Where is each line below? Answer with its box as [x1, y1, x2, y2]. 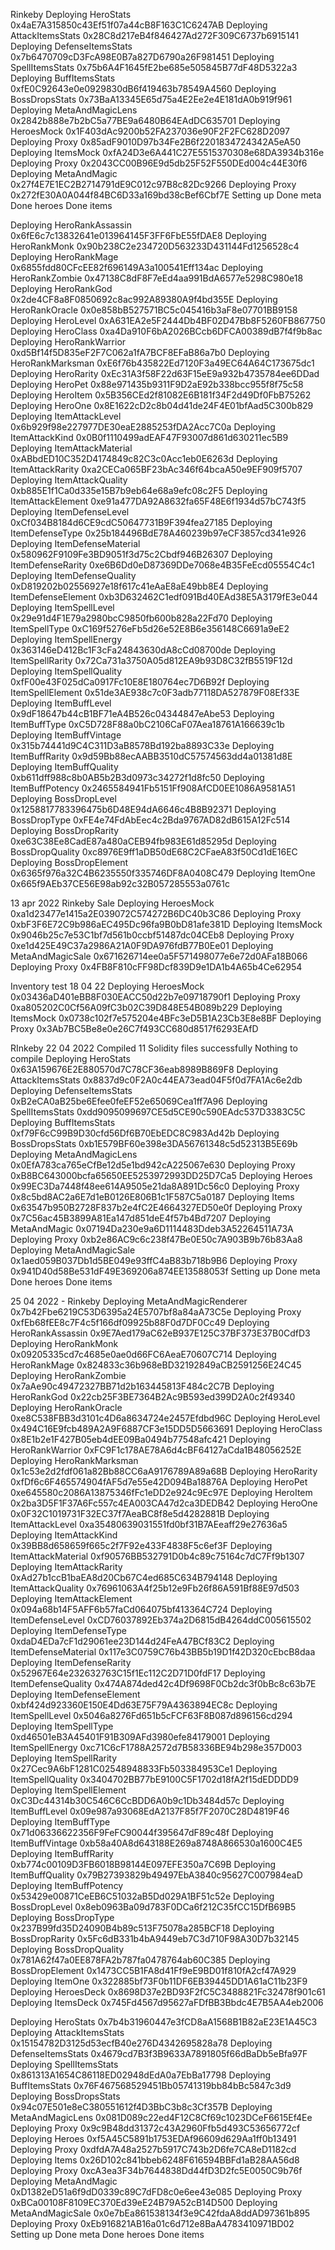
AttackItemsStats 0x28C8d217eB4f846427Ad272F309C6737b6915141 [10, 30, 300, 41]
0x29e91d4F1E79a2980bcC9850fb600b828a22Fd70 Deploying [10, 612, 273, 624]
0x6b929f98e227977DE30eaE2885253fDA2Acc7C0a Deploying [10, 421, 276, 433]
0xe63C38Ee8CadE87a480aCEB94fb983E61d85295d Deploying [10, 835, 277, 847]
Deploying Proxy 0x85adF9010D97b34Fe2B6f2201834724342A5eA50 [10, 136, 302, 148]
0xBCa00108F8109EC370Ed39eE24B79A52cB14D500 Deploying [10, 2197, 278, 2208]
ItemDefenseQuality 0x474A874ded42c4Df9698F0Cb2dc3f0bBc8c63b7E [10, 1678, 317, 1689]
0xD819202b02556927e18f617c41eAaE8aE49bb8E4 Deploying [10, 580, 269, 592]
